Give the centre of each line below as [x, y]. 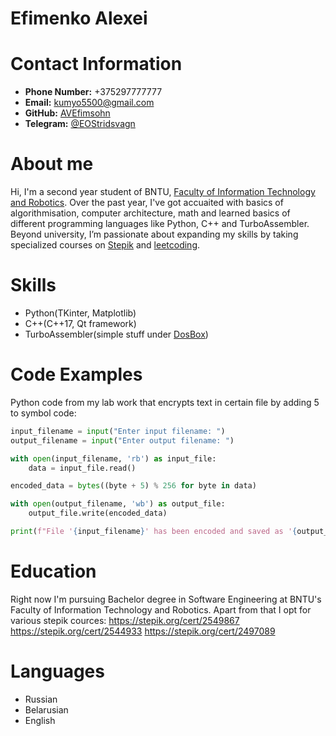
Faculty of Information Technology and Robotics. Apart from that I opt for [161, 609]
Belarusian [46, 709]
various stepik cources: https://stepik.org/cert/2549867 [125, 620]
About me [52, 164]
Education [53, 571]
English [40, 720]
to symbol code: [43, 413]
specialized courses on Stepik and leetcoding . [105, 245]
